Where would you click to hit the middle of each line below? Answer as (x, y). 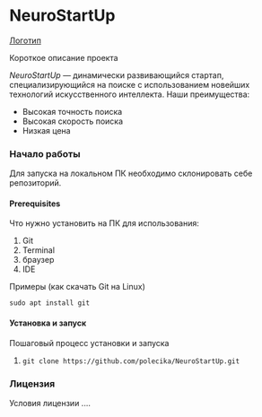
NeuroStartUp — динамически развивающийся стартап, (117, 75)
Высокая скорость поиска (73, 121)
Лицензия (32, 384)
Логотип (26, 40)
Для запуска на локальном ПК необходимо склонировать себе (131, 174)
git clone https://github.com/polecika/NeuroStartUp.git (131, 361)
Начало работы (45, 153)
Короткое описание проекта (64, 57)
